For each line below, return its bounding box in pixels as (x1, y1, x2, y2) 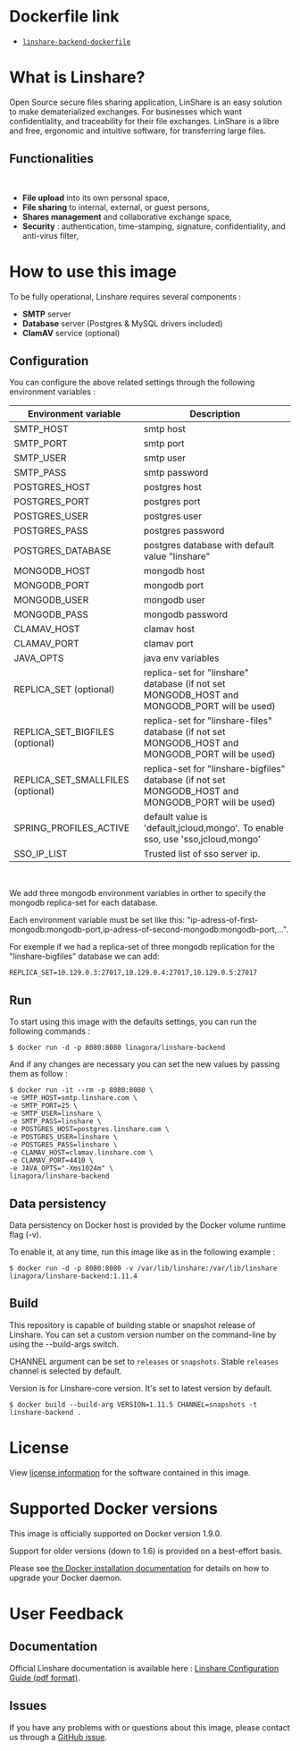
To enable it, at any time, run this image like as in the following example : (9, 1247, 276, 1257)
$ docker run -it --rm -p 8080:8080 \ (9, 1086, 154, 1095)
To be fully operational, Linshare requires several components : (9, 291, 242, 301)
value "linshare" (143, 550, 211, 563)
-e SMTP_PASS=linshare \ (9, 1117, 102, 1126)
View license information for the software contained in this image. (9, 1467, 252, 1477)
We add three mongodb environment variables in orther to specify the (9, 888, 266, 899)
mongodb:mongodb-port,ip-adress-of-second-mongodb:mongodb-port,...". (9, 924, 288, 935)
